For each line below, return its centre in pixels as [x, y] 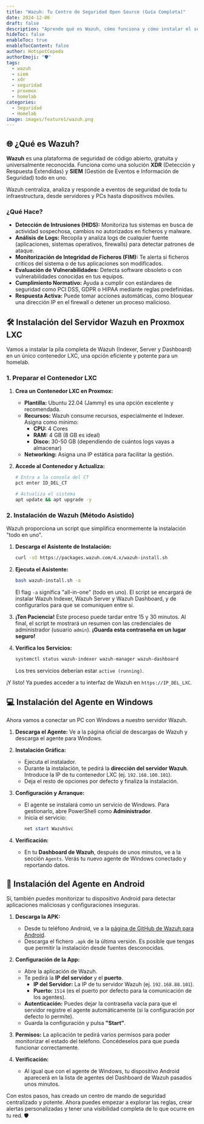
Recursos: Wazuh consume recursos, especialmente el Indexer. [104, 416]
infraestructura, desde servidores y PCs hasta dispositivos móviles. [90, 196]
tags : [13, 63]
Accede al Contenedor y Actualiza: [60, 466]
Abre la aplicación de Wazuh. [61, 972]
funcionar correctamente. [47, 1047]
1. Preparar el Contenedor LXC [52, 378]
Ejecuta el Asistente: [42, 570]
